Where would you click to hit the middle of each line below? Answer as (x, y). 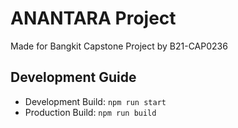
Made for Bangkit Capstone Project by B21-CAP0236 (119, 46)
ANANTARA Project (93, 18)
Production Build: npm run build (90, 112)
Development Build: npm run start (95, 101)
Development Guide (73, 77)
